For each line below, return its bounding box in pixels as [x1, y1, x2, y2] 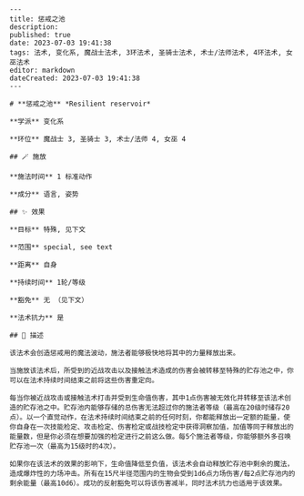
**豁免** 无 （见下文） [9, 296, 89, 305]
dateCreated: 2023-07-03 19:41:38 [9, 74, 141, 83]
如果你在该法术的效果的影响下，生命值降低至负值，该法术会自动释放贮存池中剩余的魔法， [9, 460, 294, 469]
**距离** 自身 [9, 260, 57, 269]
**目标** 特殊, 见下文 [9, 225, 86, 234]
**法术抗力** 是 [9, 313, 65, 322]
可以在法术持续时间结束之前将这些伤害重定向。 [9, 376, 159, 385]
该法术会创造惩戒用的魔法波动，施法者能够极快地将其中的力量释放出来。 [9, 349, 240, 358]
